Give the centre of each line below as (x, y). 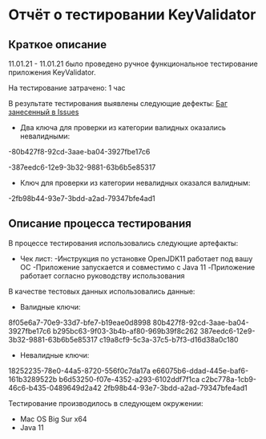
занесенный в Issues (44, 112)
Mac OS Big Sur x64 (53, 419)
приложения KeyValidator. (52, 72)
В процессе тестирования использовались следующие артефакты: (123, 243)
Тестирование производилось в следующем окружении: (106, 403)
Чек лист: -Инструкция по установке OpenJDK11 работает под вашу (136, 258)
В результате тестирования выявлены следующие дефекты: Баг (118, 103)
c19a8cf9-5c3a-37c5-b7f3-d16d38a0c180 (169, 339)
